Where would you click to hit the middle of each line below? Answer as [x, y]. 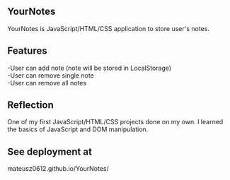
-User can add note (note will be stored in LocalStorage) [90, 68]
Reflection [31, 105]
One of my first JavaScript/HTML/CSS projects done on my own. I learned [115, 122]
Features [27, 51]
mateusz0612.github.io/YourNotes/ [58, 169]
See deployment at [50, 151]
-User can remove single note [51, 75]
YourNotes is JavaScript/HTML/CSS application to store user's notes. [109, 28]
